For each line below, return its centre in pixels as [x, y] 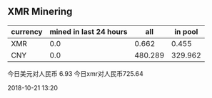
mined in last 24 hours [89, 31]
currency [27, 31]
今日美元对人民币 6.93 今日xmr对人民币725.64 [76, 73]
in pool [186, 31]
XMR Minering [40, 12]
